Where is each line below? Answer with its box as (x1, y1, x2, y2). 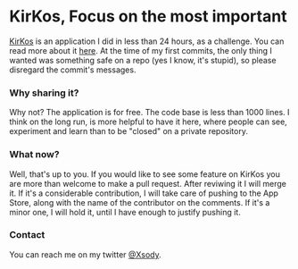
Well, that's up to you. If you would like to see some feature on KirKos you (9, 168, 281, 180)
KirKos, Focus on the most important (9, 6, 287, 27)
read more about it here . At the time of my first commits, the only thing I (9, 45, 272, 55)
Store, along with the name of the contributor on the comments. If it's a (9, 197, 270, 207)
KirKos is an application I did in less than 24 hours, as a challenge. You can (9, 36, 285, 46)
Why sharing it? (9, 87, 79, 99)
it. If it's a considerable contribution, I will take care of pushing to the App (9, 188, 279, 198)
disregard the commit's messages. (9, 64, 137, 75)
